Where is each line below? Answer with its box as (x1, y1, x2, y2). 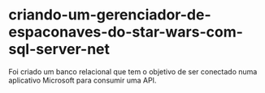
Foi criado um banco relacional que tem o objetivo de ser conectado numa (8, 66, 258, 76)
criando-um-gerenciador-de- (8, 6, 211, 24)
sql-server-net (8, 40, 111, 58)
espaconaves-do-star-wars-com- (8, 23, 244, 41)
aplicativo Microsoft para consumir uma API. (8, 75, 157, 85)
